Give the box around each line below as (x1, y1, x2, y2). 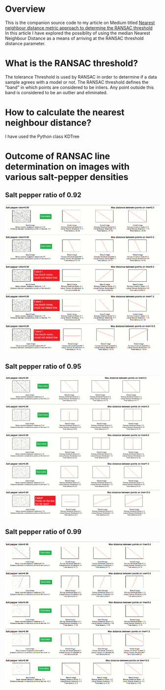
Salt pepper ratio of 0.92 (5, 191, 82, 199)
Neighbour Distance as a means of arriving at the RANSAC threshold (5, 35, 144, 41)
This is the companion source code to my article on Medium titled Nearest (5, 20, 155, 26)
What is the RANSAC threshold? (5, 58, 138, 69)
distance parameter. (5, 40, 46, 46)
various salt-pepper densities (5, 172, 129, 183)
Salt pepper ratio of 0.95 (5, 362, 82, 371)
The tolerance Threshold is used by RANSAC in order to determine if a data (5, 74, 157, 80)
